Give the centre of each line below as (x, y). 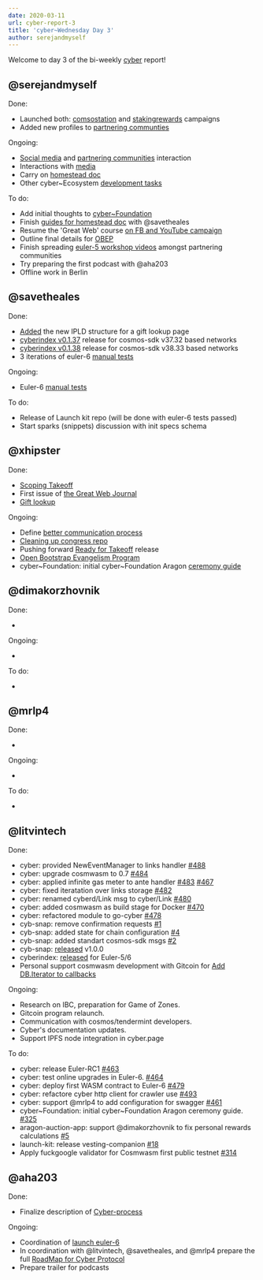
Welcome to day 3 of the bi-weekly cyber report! (87, 60)
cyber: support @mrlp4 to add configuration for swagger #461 (121, 1103)
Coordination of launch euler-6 (69, 1242)
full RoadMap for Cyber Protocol (72, 1259)
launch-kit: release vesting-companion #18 (89, 1144)
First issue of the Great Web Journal (78, 493)
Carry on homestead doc (60, 175)
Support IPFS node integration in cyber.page (92, 1039)
